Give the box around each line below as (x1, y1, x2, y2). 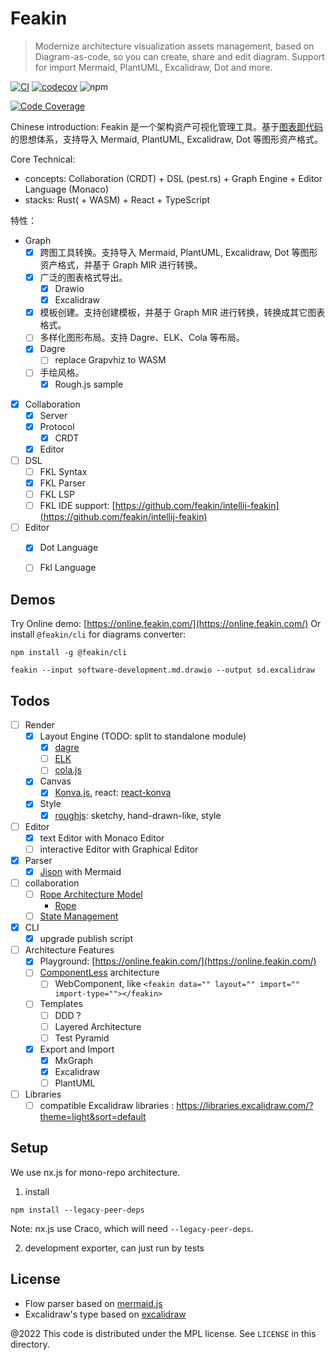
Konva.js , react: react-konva (54, 787, 172, 799)
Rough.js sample (54, 378, 124, 390)
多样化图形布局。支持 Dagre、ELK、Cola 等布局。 (39, 332, 245, 344)
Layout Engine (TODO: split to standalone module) (39, 730, 247, 742)
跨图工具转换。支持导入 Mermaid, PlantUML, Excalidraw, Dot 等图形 (39, 246, 318, 258)
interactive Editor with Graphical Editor (39, 843, 199, 855)
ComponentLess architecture (39, 967, 160, 979)
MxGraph (54, 1054, 94, 1066)
